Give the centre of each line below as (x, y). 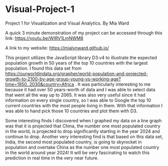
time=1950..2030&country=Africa (40, 84)
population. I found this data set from (43, 68)
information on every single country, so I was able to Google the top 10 (78, 100)
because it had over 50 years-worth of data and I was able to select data (80, 89)
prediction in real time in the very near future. (52, 158)
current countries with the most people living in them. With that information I (84, 105)
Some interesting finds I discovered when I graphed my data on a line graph (83, 120)
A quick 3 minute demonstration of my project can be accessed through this (84, 33)
